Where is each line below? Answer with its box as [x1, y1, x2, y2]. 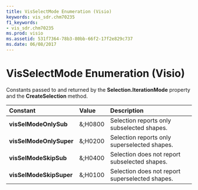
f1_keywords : [6, 19, 38, 25]
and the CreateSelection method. [6, 92, 88, 99]
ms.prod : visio [6, 31, 44, 36]
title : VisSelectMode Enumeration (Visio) [6, 8, 112, 15]
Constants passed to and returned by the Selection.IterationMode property [6, 86, 190, 93]
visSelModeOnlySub [9, 120, 68, 128]
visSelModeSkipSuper [9, 171, 73, 179]
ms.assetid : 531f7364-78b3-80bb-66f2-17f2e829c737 [6, 36, 133, 42]
